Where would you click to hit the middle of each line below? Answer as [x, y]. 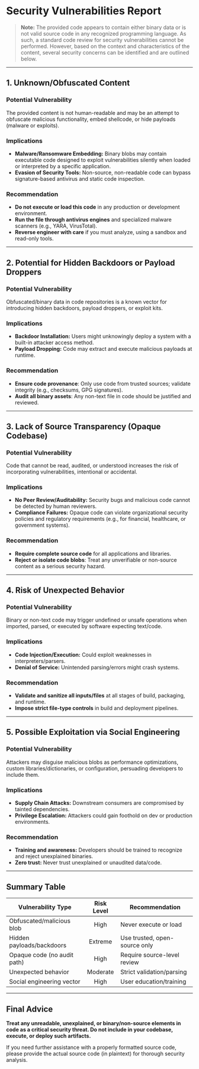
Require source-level [150, 955]
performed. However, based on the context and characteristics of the [105, 46]
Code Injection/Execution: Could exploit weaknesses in [83, 654]
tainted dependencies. [42, 809]
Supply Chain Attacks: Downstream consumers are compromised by [99, 803]
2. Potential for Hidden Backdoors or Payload [91, 263]
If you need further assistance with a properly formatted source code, [91, 1047]
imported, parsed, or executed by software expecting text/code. [84, 626]
